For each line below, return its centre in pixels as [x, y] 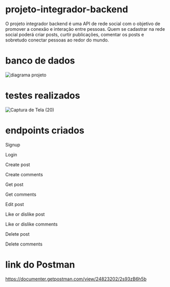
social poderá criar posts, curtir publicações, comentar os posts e [75, 34]
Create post [18, 165]
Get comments [21, 194]
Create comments [24, 174]
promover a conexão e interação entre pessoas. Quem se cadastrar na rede [85, 29]
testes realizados [43, 96]
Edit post [15, 204]
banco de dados [40, 61]
